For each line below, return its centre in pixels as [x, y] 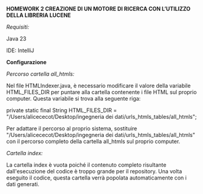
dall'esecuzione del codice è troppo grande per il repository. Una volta [94, 171]
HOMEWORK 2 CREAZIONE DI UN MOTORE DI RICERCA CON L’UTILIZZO [98, 9]
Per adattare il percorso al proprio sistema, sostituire [72, 129]
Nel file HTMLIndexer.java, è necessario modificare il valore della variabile [98, 85]
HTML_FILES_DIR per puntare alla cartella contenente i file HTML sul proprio [101, 92]
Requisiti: [18, 27]
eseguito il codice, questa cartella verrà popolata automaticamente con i [96, 178]
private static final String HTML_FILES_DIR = [62, 110]
